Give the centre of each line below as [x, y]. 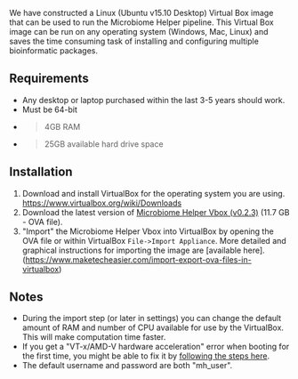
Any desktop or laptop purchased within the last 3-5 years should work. [153, 100]
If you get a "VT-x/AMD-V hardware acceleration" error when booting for [156, 347]
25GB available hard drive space [104, 144]
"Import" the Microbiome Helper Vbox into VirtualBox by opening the [148, 231]
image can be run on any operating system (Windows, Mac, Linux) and [139, 32]
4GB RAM [62, 126]
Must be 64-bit [50, 109]
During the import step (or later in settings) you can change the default [152, 319]
